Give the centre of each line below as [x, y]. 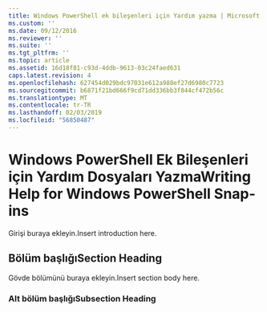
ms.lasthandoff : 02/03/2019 [55, 113]
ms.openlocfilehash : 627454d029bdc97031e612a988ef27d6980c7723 [116, 83]
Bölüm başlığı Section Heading [85, 259]
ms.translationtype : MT [48, 98]
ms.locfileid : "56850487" [51, 120]
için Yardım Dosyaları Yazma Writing [129, 177]
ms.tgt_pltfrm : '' [39, 53]
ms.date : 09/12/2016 [43, 30]
